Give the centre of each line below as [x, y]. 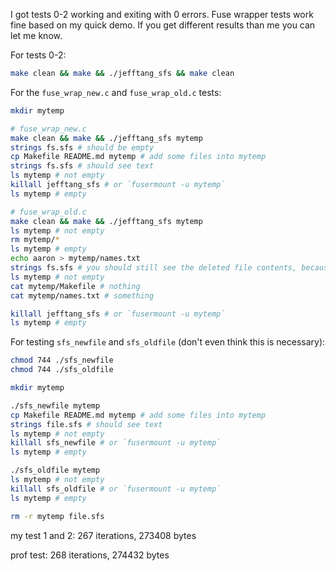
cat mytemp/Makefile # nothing [75, 286]
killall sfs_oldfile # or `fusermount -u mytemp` [116, 489]
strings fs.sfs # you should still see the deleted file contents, [154, 268]
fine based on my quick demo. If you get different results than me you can [163, 25]
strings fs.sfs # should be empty [82, 147]
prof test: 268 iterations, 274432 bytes [90, 555]
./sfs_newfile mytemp [55, 405]
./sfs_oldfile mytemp [55, 470]
